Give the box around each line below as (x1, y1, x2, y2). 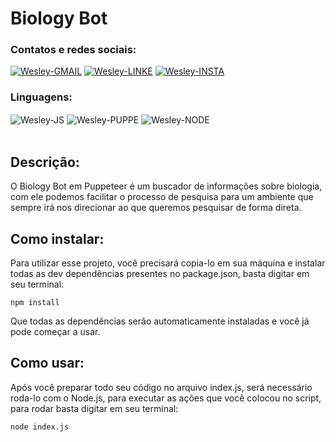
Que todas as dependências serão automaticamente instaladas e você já (10, 315, 310, 327)
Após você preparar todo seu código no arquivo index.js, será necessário (10, 381, 313, 393)
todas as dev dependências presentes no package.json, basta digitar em (10, 268, 310, 280)
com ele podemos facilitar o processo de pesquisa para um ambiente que (10, 191, 314, 203)
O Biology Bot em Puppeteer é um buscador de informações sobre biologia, (10, 180, 323, 192)
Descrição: (10, 153, 80, 171)
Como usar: (10, 355, 85, 372)
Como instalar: (10, 230, 105, 247)
